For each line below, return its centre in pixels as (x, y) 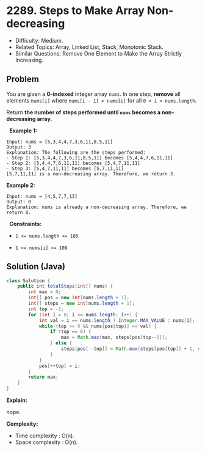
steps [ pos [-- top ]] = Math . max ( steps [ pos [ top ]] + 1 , (128, 349)
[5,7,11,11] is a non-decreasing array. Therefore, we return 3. (91, 174)
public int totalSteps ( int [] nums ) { (65, 286)
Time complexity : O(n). (45, 436)
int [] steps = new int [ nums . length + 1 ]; (82, 304)
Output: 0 (19, 202)
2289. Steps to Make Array (76, 11)
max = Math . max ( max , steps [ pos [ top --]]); (114, 337)
